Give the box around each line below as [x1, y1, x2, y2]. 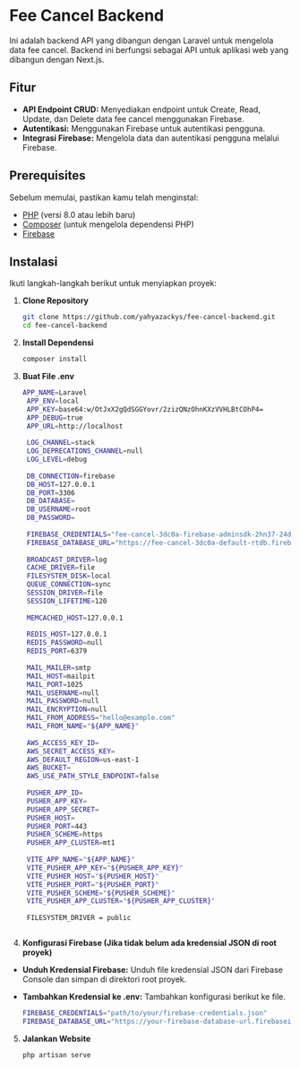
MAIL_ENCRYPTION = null [26, 705, 107, 714]
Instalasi [9, 254, 58, 269]
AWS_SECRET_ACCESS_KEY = [26, 746, 116, 756]
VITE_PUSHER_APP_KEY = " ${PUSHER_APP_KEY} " [26, 863, 184, 873]
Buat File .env [21, 371, 74, 381]
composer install [21, 355, 88, 364]
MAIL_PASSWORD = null [26, 697, 99, 706]
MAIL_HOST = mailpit [26, 672, 96, 681]
